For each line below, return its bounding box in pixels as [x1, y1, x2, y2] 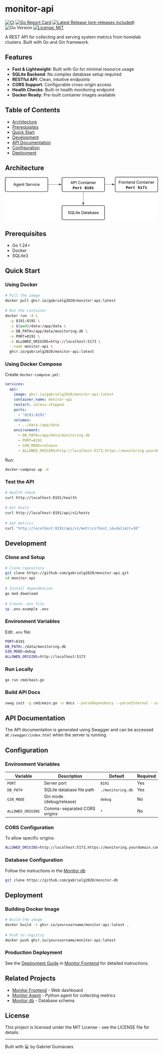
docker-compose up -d [5, 467, 49, 472]
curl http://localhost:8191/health [5, 495, 77, 500]
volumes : [14, 417, 32, 423]
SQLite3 [12, 252, 29, 258]
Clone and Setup [5, 554, 45, 561]
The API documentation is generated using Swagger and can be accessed [5, 727, 154, 733]
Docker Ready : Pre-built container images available [12, 92, 115, 98]
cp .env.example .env [5, 607, 49, 611]
